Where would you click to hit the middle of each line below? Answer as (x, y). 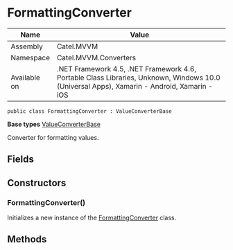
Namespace (31, 57)
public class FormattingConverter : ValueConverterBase (89, 111)
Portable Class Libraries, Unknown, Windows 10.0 (138, 78)
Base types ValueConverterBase (54, 124)
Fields (21, 160)
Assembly (27, 46)
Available (25, 78)
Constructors (37, 182)
